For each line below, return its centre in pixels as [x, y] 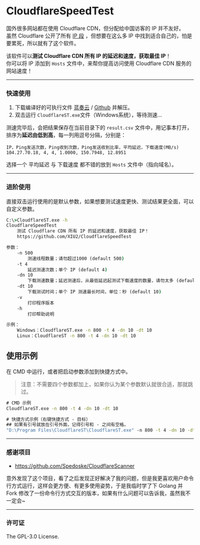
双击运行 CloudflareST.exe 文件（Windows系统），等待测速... [88, 115]
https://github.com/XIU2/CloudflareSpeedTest [74, 237]
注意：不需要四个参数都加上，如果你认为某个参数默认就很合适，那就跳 [107, 384]
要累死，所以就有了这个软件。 [43, 43]
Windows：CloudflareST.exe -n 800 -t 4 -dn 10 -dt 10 [85, 330]
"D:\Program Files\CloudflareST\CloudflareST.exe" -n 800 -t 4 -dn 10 [96, 430]
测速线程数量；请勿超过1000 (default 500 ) [76, 258]
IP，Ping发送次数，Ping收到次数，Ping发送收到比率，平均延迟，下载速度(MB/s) [93, 147]
